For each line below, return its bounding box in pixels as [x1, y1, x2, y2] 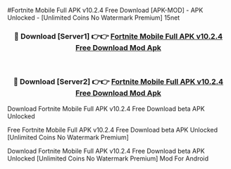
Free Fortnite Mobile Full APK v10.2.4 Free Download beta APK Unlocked [7, 125, 218, 134]
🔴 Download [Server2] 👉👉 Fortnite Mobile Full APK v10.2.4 [13, 77, 224, 87]
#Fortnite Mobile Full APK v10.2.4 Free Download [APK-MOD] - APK [7, 6, 204, 14]
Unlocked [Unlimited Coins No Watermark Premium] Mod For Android [7, 154, 209, 163]
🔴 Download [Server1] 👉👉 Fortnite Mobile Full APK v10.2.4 [13, 31, 223, 41]
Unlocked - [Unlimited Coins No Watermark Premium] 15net [7, 13, 180, 22]
